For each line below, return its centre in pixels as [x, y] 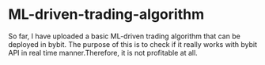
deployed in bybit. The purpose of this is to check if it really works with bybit [133, 44]
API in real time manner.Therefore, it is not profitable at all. [103, 52]
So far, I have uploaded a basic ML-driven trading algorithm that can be [125, 36]
